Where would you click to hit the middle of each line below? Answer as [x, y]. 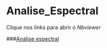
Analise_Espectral [53, 11]
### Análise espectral [33, 39]
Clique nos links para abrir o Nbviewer [53, 27]
